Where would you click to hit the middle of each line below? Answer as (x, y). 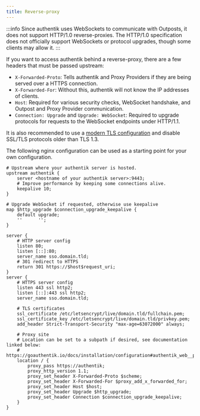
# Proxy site (33, 334)
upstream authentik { (33, 173)
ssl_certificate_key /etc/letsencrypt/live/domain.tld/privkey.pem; (104, 319)
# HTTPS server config (45, 282)
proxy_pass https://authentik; (66, 366)
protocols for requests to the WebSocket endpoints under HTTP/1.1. (97, 121)
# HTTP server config (43, 241)
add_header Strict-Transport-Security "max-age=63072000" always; (101, 324)
